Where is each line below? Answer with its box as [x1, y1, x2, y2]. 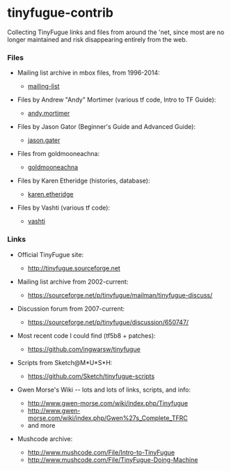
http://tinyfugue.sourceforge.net [27, 263, 120, 272]
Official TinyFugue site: [17, 250, 84, 258]
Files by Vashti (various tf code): [17, 203, 110, 212]
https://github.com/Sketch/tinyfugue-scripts [27, 371, 155, 380]
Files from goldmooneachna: [17, 150, 100, 158]
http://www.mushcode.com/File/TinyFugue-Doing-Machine [27, 455, 198, 464]
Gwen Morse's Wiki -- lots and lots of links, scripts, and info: [17, 385, 191, 394]
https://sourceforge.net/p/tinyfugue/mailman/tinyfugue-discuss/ [27, 291, 213, 299]
